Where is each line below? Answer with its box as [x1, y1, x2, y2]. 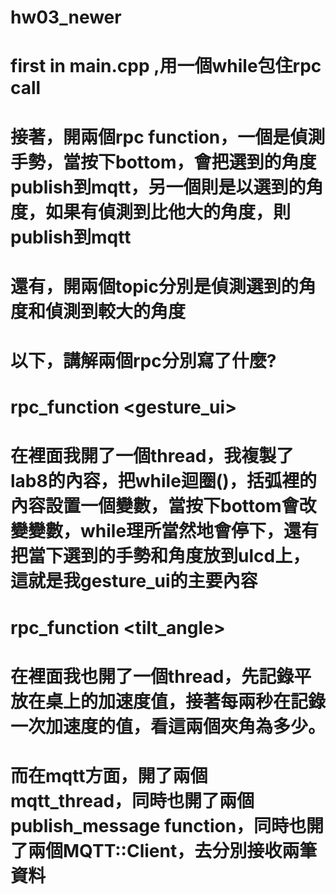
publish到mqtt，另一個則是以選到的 [10, 176, 307, 198]
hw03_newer [10, 6, 122, 29]
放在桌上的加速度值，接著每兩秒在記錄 [10, 690, 327, 713]
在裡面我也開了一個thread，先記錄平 [10, 665, 312, 688]
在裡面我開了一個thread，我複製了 [10, 445, 295, 468]
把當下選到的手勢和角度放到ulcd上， [10, 545, 311, 568]
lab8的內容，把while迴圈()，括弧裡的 [10, 470, 317, 493]
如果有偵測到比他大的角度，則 [45, 201, 292, 223]
